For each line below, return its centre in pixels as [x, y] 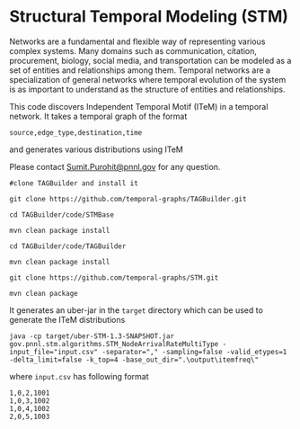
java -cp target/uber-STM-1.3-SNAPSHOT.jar [92, 336]
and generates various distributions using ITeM [97, 149]
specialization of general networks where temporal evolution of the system [148, 79]
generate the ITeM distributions [67, 319]
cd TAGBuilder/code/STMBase [62, 214]
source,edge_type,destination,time [76, 132]
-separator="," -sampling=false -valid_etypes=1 [194, 352]
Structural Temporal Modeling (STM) [149, 17]
